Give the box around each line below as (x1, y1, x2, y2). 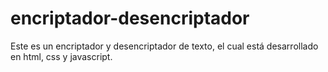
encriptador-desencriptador (10, 7, 250, 30)
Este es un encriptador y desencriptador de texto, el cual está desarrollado (10, 40, 319, 52)
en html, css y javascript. (10, 50, 113, 62)
